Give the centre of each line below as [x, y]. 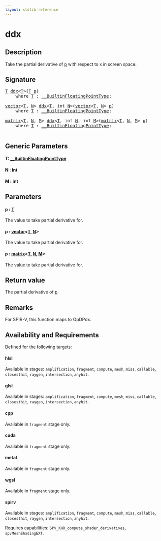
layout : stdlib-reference [32, 10]
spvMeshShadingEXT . [25, 533]
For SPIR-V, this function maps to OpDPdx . [48, 320]
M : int [12, 181]
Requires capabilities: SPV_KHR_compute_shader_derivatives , [65, 528]
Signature [20, 80]
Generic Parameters [36, 146]
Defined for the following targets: [39, 347]
